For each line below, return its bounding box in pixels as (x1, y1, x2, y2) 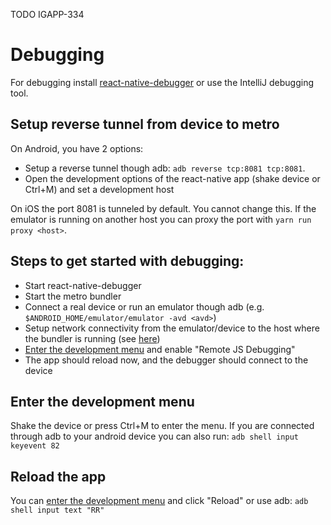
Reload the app (10, 468, 107, 485)
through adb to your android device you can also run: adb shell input (10, 430, 299, 443)
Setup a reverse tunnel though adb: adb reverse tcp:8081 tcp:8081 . (24, 162, 306, 174)
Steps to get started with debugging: (10, 253, 245, 270)
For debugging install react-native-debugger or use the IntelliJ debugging (10, 76, 314, 88)
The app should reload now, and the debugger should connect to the (24, 354, 309, 366)
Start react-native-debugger (24, 279, 142, 291)
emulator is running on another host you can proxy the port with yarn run (10, 213, 312, 225)
